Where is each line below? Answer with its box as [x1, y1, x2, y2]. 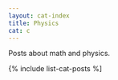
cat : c [8, 26, 31, 34]
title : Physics [8, 19, 59, 27]
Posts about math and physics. [8, 49, 111, 58]
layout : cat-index [8, 11, 70, 20]
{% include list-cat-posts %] [8, 64, 103, 74]
